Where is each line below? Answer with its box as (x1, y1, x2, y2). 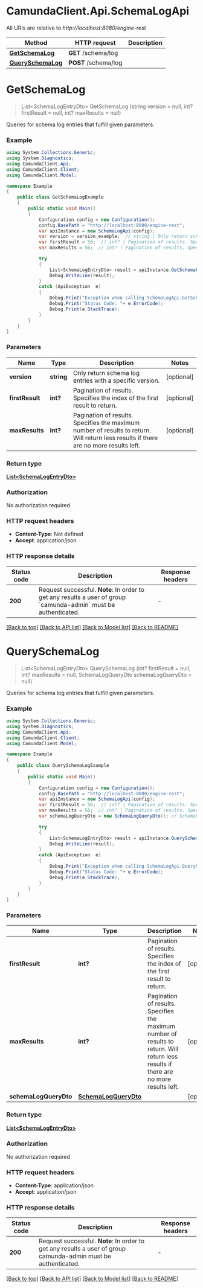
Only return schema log (73, 368, 140, 377)
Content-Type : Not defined (14, 530, 83, 538)
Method (24, 38, 48, 46)
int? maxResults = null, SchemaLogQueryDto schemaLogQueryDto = (21, 671, 192, 678)
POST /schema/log (68, 59, 123, 67)
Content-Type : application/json (14, 1182, 94, 1189)
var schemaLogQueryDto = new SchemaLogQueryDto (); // (38, 813, 177, 819)
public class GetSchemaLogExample (17, 194, 104, 200)
